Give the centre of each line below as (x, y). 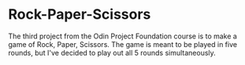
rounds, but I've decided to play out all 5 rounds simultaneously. (112, 52)
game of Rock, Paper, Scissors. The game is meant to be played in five (123, 44)
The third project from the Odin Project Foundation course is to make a (123, 36)
